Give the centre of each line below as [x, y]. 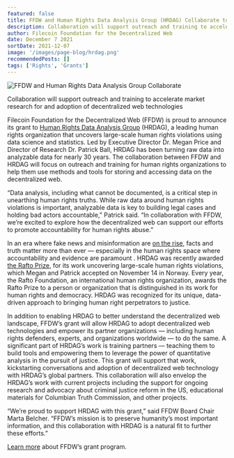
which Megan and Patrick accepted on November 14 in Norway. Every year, [116, 273]
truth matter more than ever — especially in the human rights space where [114, 250]
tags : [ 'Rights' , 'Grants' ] [48, 66]
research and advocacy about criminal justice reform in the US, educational [116, 390]
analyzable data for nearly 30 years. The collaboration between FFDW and [114, 157]
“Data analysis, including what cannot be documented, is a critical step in [112, 192]
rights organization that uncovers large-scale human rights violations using [115, 135]
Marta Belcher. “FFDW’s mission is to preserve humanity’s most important [112, 418]
